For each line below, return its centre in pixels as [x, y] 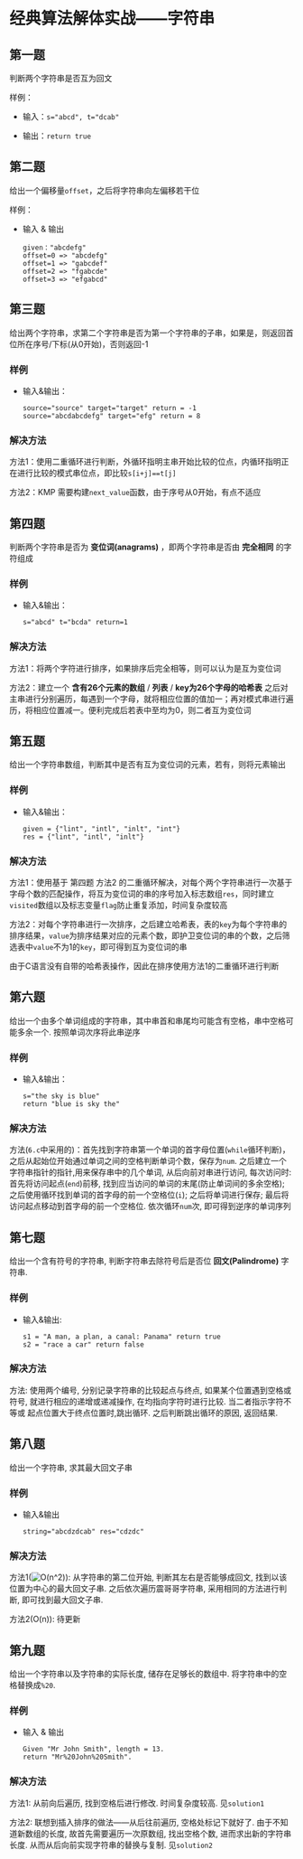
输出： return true [57, 136]
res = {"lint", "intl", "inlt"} [83, 837]
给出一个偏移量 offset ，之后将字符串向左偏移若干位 [105, 190]
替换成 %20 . [36, 1685]
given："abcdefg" [54, 248]
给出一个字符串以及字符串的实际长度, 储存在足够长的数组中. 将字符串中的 [144, 1674]
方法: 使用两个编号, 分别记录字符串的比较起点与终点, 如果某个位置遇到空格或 [150, 1390]
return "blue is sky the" [71, 1104]
